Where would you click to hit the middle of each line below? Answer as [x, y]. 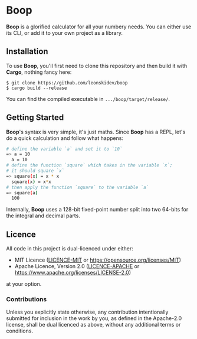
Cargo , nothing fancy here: [39, 72]
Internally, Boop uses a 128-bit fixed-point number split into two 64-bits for [97, 210]
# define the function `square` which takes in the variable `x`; [89, 165]
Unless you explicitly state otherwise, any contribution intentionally [87, 312]
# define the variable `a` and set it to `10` [64, 149]
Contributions [27, 299]
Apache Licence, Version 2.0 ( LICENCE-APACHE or [77, 266]
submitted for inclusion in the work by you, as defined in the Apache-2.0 [94, 318]
